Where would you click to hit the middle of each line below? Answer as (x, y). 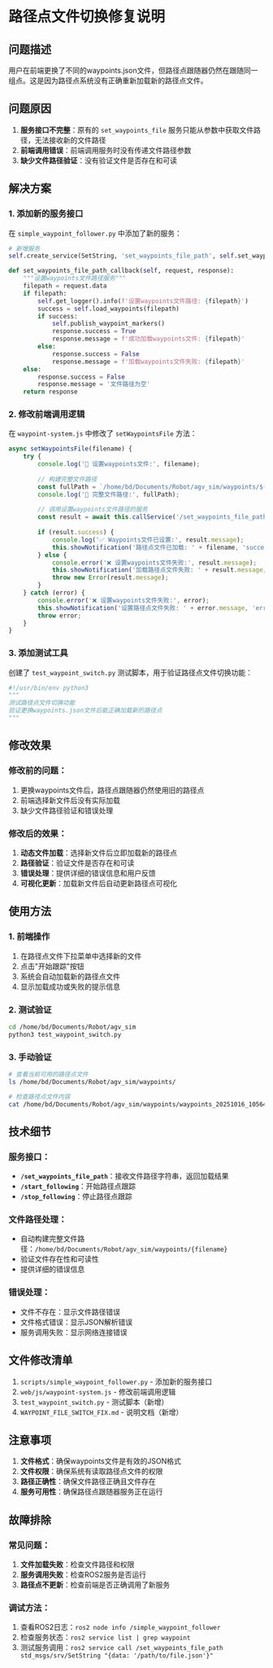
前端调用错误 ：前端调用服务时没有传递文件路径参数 (106, 150)
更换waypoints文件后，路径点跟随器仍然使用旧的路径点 (112, 790)
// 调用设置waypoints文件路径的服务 (93, 510)
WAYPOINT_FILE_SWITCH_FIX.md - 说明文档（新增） (102, 1412)
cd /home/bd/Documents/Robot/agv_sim (72, 1027)
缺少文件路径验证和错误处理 (67, 810)
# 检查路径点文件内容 (39, 1096)
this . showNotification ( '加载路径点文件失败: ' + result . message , (159, 570)
